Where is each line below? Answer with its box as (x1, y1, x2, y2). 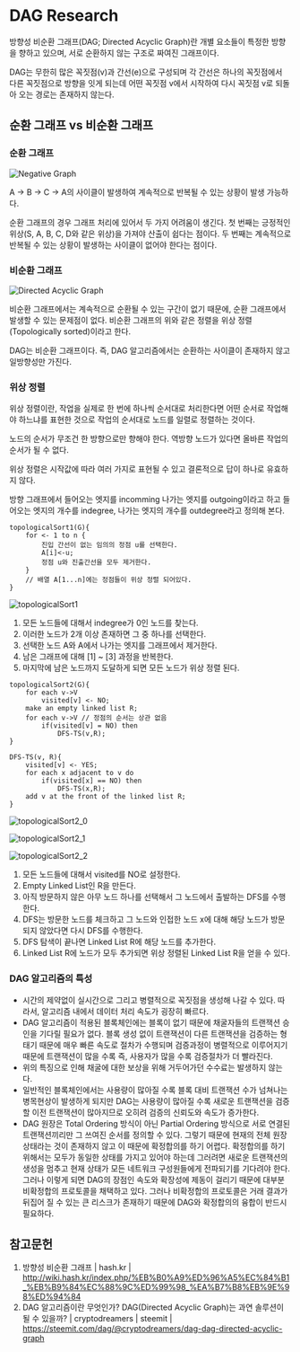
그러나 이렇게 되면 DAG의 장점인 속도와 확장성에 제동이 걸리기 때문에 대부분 (21, 1174, 285, 1185)
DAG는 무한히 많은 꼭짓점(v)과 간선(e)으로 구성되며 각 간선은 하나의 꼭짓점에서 (9, 66, 283, 77)
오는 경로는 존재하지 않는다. (18, 89, 115, 100)
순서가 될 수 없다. (9, 445, 70, 455)
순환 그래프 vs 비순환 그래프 (9, 118, 154, 133)
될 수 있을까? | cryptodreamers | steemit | (21, 1313, 173, 1324)
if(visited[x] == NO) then (41, 776, 142, 786)
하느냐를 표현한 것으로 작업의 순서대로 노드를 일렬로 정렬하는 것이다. (18, 414, 255, 425)
